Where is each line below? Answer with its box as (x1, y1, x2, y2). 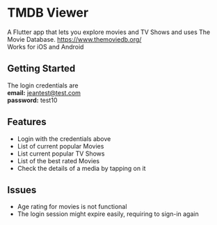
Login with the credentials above (17, 134, 111, 143)
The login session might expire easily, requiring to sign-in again (17, 210, 200, 218)
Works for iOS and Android (7, 42, 84, 51)
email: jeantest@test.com (7, 88, 81, 97)
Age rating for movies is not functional (17, 203, 127, 211)
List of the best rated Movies (17, 156, 99, 165)
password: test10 (7, 96, 58, 104)
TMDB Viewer (7, 5, 89, 21)
